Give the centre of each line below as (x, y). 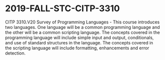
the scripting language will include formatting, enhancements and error (77, 48)
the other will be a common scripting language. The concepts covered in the (82, 32)
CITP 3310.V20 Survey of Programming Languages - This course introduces (82, 22)
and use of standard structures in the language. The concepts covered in (79, 42)
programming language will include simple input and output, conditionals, (80, 38)
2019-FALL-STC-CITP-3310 (63, 9)
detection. (16, 53)
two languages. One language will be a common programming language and (82, 27)
